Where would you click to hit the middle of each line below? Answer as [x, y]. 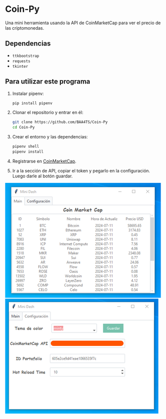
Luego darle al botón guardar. [42, 176]
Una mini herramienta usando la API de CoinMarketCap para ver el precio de [83, 23]
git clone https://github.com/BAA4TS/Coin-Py [60, 122]
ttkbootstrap [26, 56]
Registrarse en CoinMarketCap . [44, 161]
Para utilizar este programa [48, 82]
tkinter [20, 66]
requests [21, 61]
